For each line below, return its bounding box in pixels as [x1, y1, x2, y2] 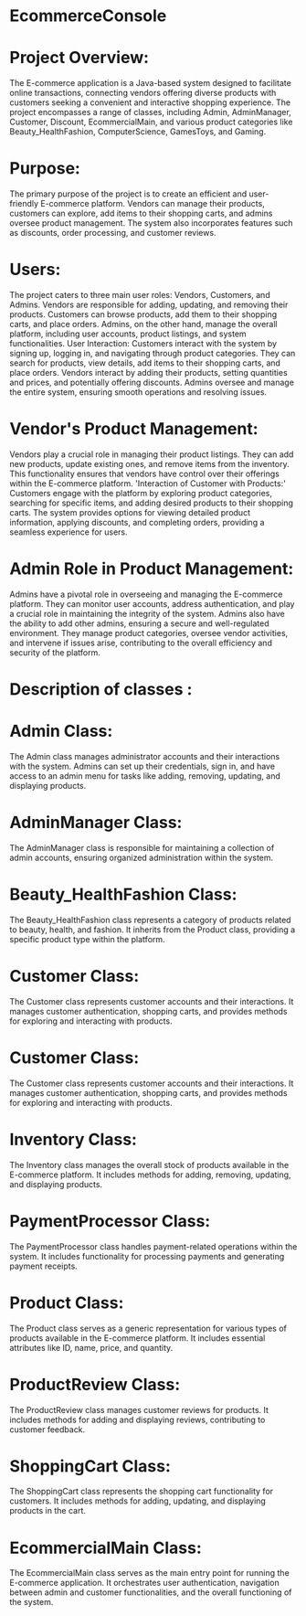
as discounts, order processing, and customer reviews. [9, 228, 216, 239]
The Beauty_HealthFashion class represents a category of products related [9, 914, 291, 925]
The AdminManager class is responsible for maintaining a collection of [9, 842, 275, 853]
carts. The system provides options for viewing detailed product [9, 506, 251, 517]
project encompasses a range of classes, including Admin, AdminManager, [9, 107, 292, 118]
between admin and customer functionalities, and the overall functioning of [9, 1587, 292, 1598]
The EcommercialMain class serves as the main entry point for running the [9, 1568, 290, 1579]
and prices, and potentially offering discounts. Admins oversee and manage [9, 377, 295, 388]
